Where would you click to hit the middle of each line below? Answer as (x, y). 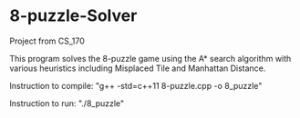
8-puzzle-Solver (73, 16)
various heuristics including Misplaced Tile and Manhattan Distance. (138, 68)
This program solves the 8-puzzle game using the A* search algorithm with (150, 58)
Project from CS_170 (47, 41)
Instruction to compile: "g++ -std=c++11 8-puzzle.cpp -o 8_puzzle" (136, 85)
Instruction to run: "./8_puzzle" (67, 103)
